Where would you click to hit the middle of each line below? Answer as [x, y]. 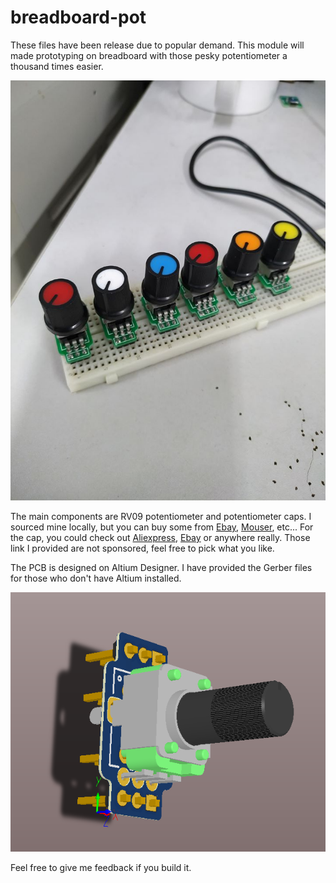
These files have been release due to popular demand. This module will [157, 45]
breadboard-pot [78, 17]
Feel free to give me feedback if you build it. [101, 867]
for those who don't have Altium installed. [96, 578]
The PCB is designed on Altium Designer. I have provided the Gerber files [161, 567]
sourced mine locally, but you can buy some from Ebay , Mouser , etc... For [162, 527]
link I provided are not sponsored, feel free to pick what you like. [142, 548]
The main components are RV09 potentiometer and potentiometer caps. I [161, 516]
